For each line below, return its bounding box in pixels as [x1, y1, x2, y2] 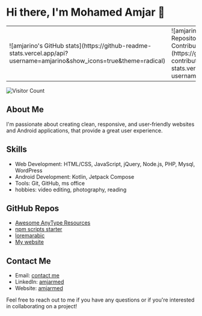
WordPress [14, 167, 43, 174]
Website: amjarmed [14, 285, 63, 292]
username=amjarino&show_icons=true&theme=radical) [9, 57, 166, 65]
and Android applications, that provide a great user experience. [6, 126, 163, 134]
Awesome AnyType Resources [14, 219, 91, 226]
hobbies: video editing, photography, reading [14, 186, 127, 193]
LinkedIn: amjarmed [14, 278, 64, 285]
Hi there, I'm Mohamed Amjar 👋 [6, 5, 165, 19]
